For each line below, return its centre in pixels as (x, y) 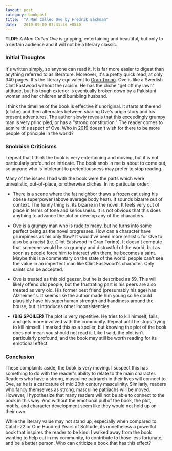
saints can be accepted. (38, 269)
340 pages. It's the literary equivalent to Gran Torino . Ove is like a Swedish (84, 79)
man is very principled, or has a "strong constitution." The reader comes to (84, 122)
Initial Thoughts (25, 58)
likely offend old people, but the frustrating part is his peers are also (84, 284)
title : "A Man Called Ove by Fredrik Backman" (57, 19)
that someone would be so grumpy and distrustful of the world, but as (86, 247)
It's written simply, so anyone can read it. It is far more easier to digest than (85, 69)
